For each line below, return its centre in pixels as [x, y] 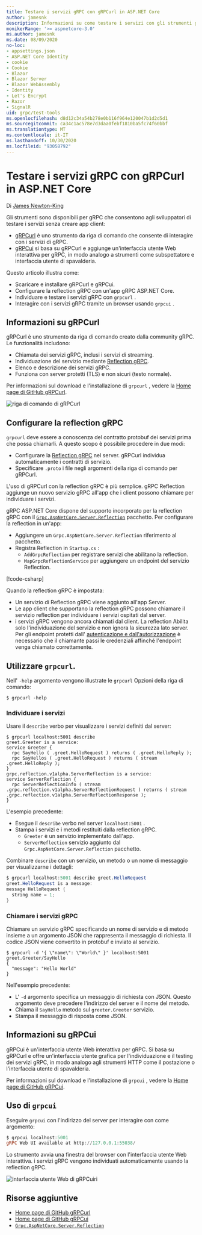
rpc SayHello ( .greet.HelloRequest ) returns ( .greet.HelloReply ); [102, 753]
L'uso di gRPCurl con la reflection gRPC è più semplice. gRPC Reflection [96, 486]
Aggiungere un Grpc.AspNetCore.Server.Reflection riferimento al [96, 535]
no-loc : [16, 46]
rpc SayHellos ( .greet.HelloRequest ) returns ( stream [84, 758]
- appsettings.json [31, 51]
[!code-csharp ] [25, 579]
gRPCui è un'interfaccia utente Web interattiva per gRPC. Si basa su [90, 1049]
